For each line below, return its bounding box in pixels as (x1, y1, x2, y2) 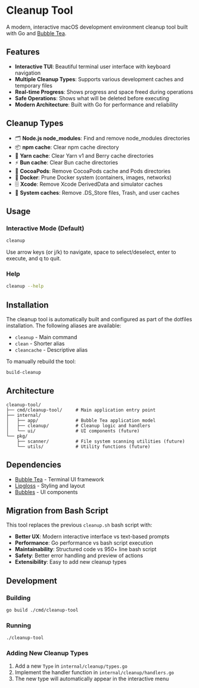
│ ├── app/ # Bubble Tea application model (6, 417, 156, 423)
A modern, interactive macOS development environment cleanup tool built (6, 23, 188, 30)
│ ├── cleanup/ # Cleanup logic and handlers (6, 422, 151, 429)
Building (6, 594, 31, 602)
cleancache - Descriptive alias (14, 346, 88, 354)
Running (6, 621, 32, 629)
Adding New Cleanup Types (6, 649, 89, 658)
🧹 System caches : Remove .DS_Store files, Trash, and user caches (14, 189, 180, 196)
